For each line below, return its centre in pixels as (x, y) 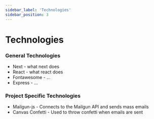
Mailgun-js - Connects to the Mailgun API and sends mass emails (81, 107)
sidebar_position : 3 (27, 15)
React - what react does (38, 72)
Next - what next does (36, 66)
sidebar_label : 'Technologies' (38, 10)
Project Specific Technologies (43, 96)
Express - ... (25, 83)
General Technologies (33, 55)
